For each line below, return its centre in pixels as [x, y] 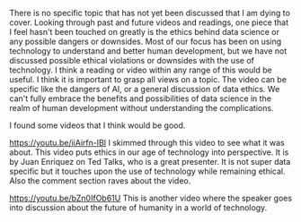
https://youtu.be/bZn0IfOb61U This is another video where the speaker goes [151, 198]
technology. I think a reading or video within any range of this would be [141, 70]
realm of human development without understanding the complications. [142, 108]
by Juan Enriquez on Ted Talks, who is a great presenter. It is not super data [150, 162]
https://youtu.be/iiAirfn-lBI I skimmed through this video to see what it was [147, 143]
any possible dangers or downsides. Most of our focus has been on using [146, 41]
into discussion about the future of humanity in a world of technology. [138, 208]
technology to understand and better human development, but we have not [148, 51]
